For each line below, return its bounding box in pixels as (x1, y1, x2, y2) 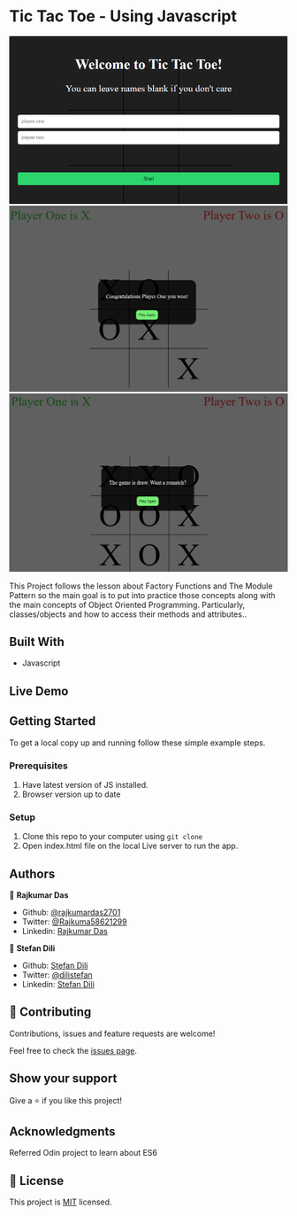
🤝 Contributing (9, 1004, 92, 1020)
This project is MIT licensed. (9, 1197, 112, 1207)
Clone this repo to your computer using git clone (21, 831, 203, 842)
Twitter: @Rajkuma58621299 (21, 916, 127, 927)
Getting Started (9, 713, 96, 729)
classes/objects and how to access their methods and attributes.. (9, 609, 247, 620)
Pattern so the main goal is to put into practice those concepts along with (9, 589, 276, 600)
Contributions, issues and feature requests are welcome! (9, 1028, 216, 1039)
